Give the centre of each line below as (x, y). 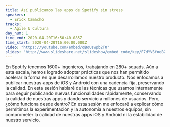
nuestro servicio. (23, 120)
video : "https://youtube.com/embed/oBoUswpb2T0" (57, 47)
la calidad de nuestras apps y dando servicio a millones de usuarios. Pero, (83, 98)
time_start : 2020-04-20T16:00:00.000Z (46, 43)
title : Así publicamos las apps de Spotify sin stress (64, 10)
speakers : (16, 15)
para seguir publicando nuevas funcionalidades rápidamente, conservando (83, 93)
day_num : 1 (17, 33)
